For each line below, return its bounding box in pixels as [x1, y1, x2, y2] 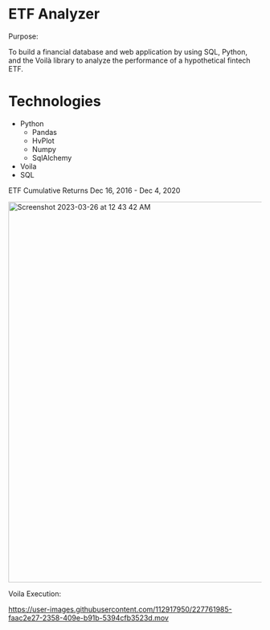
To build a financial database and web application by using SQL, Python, [8, 47, 247, 56]
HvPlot [31, 136, 55, 145]
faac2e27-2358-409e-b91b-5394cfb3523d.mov [8, 612, 169, 623]
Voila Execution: [8, 588, 62, 599]
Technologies [8, 92, 102, 111]
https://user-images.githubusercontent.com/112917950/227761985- [8, 604, 232, 614]
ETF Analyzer [8, 5, 100, 23]
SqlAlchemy [31, 153, 72, 162]
